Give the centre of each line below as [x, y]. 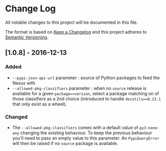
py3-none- [149, 128]
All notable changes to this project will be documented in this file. [72, 22]
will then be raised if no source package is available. [65, 143]
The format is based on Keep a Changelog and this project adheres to [76, 32]
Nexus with [24, 83]
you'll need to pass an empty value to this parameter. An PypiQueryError [86, 138]
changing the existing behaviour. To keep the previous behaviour [86, 133]
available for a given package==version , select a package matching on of [85, 93]
